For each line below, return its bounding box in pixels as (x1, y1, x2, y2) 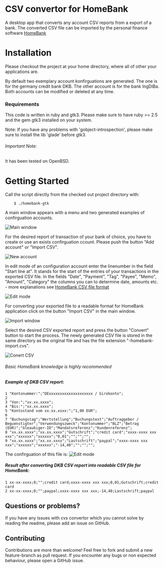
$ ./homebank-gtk (14, 201, 49, 206)
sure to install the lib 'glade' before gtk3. (5, 132, 87, 138)
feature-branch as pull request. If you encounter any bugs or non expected (5, 552, 157, 558)
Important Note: (5, 143, 37, 149)
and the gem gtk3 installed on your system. (5, 117, 93, 123)
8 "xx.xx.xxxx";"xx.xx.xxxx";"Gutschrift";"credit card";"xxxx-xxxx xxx (5, 430, 157, 435)
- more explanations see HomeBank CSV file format (5, 284, 109, 290)
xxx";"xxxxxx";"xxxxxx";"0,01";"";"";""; (5, 434, 91, 439)
